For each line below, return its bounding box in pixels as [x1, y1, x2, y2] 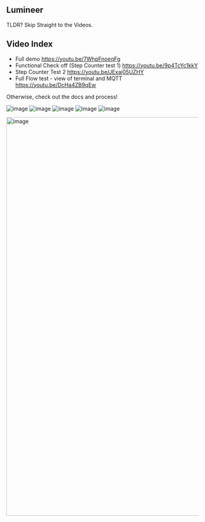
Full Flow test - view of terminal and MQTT [15, 75, 123, 82]
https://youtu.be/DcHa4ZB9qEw [15, 81, 96, 88]
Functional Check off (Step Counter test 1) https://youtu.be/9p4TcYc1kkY [15, 61, 198, 69]
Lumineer [6, 5, 44, 15]
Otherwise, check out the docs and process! [6, 93, 118, 100]
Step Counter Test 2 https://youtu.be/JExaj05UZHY [15, 68, 145, 75]
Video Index [6, 39, 53, 50]
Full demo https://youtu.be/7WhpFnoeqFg [15, 55, 121, 62]
